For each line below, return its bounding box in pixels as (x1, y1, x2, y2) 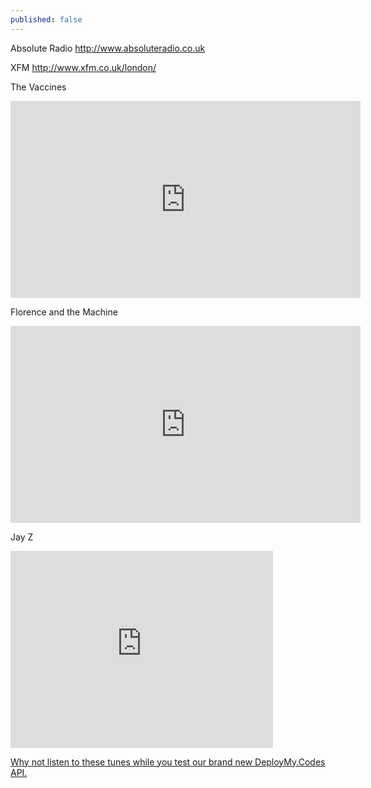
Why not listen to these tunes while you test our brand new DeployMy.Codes (10, 756, 326, 768)
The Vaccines (10, 81, 67, 93)
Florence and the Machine (10, 306, 118, 318)
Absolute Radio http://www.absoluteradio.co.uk (10, 42, 206, 54)
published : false (10, 14, 83, 25)
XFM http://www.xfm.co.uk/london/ (10, 61, 157, 73)
